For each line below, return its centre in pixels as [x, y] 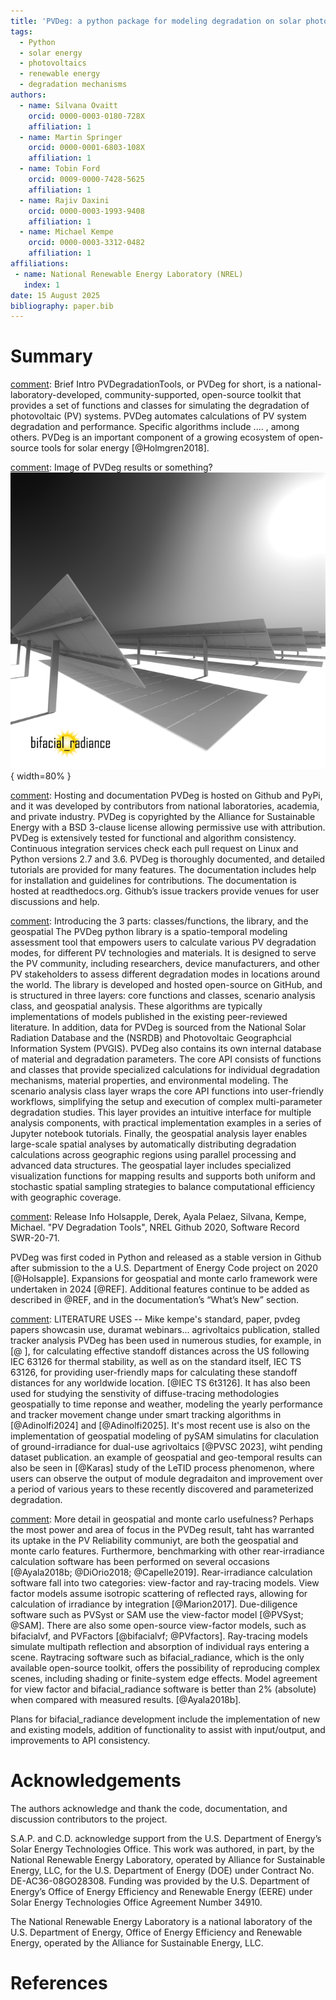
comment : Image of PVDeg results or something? [111, 467]
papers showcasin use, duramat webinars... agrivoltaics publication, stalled [165, 1329]
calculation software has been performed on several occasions [140, 1561]
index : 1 [41, 285]
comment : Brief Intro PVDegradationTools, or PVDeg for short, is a [146, 384]
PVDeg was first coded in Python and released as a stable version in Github [166, 1257]
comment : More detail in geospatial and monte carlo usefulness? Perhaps [162, 1519]
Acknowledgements [96, 1781]
